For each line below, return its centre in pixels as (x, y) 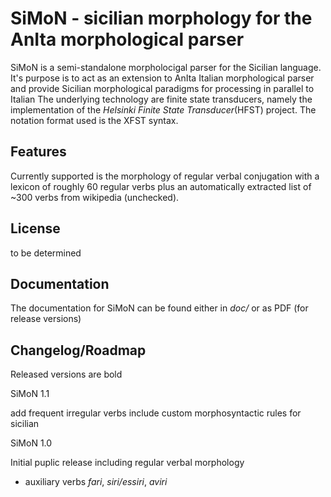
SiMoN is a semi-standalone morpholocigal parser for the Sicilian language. (166, 67)
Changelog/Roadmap (78, 350)
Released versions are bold (66, 374)
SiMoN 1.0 (31, 443)
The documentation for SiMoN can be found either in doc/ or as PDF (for (159, 308)
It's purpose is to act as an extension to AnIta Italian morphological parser (162, 78)
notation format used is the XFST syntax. (94, 120)
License (35, 228)
